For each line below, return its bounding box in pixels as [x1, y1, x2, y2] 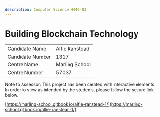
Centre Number [7, 69, 43, 76]
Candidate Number [7, 53, 51, 60]
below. [5, 92, 19, 97]
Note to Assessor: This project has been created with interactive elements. [5, 81, 156, 87]
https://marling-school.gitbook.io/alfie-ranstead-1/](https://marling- [6, 101, 143, 107]
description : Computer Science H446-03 [5, 7, 87, 12]
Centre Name [7, 61, 38, 68]
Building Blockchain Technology [5, 28, 139, 39]
